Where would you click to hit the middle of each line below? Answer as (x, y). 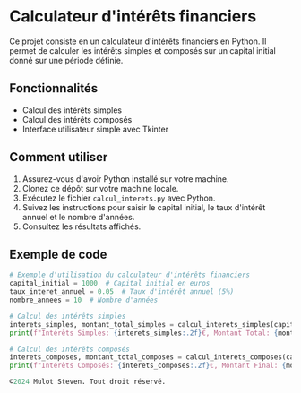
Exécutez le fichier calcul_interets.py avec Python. (119, 198)
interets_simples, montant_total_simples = (92, 324)
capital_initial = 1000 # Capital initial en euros (110, 284)
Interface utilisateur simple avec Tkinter (95, 129)
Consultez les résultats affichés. (82, 226)
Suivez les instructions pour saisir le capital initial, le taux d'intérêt (144, 207)
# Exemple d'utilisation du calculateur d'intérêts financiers (130, 275)
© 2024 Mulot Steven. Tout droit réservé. (88, 382)
